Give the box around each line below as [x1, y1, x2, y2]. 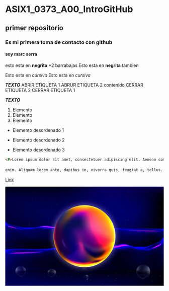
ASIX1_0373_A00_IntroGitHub [5, 4, 133, 15]
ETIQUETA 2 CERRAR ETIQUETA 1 [5, 87, 75, 93]
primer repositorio [5, 24, 64, 32]
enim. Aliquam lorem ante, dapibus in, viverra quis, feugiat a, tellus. [5, 168, 163, 173]
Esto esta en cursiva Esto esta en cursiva [5, 72, 91, 78]
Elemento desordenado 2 [12, 137, 65, 143]
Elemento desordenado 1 [12, 127, 64, 133]
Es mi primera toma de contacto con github [5, 39, 113, 46]
